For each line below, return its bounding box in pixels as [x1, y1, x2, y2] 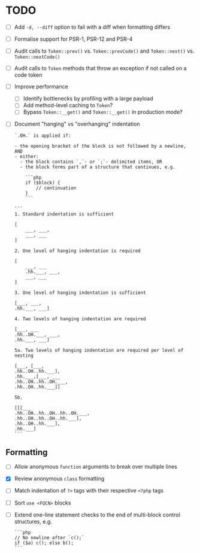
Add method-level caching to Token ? [23, 102, 113, 109]
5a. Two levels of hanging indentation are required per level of [14, 347, 184, 353]
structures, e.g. [14, 518, 52, 525]
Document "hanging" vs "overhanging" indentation [14, 120, 140, 127]
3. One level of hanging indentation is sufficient [14, 290, 146, 296]
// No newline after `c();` [14, 534, 84, 540]
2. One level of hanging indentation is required [14, 248, 141, 254]
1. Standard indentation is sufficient [14, 211, 114, 217]
